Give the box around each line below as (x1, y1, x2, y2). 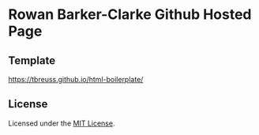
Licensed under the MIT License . (8, 118, 115, 128)
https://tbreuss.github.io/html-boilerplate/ (8, 75, 144, 84)
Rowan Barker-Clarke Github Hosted (8, 6, 252, 24)
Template (8, 54, 56, 67)
